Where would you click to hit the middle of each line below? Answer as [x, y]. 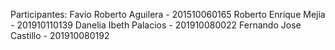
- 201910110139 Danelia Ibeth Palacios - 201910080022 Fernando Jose [156, 25]
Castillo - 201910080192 [60, 35]
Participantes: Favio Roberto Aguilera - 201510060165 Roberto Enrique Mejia [168, 14]
